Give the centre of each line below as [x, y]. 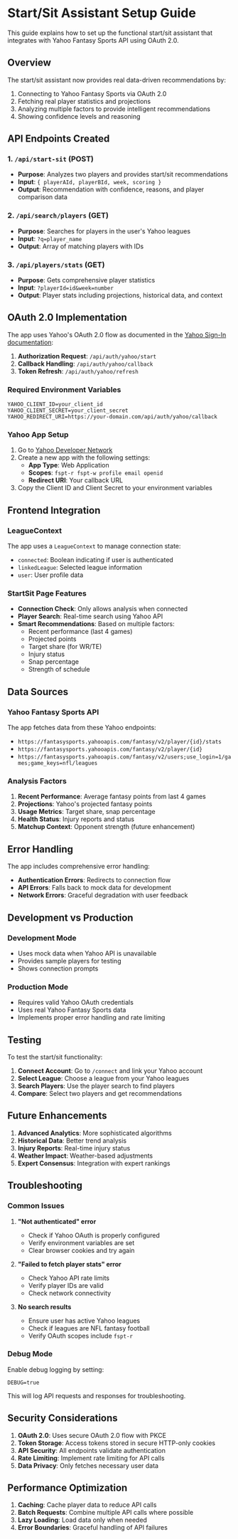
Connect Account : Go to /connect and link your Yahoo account [110, 1071]
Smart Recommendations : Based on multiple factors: [96, 624]
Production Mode [38, 987]
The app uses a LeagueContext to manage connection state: [94, 546]
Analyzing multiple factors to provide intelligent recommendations [114, 109]
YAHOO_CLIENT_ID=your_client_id [55, 404]
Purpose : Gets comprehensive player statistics [86, 280]
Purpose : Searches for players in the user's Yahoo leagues [104, 231]
